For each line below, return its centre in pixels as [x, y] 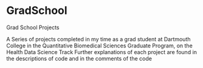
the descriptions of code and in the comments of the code [79, 58]
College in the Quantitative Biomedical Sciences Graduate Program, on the [99, 46]
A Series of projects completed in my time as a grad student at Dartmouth [98, 39]
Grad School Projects [33, 27]
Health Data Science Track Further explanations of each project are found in [102, 52]
